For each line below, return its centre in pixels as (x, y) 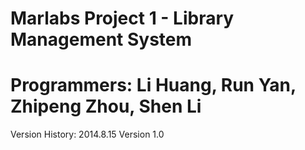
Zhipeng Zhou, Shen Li (106, 106)
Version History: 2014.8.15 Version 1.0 (87, 134)
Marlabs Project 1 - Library (122, 18)
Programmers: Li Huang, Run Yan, (153, 85)
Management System (101, 39)
